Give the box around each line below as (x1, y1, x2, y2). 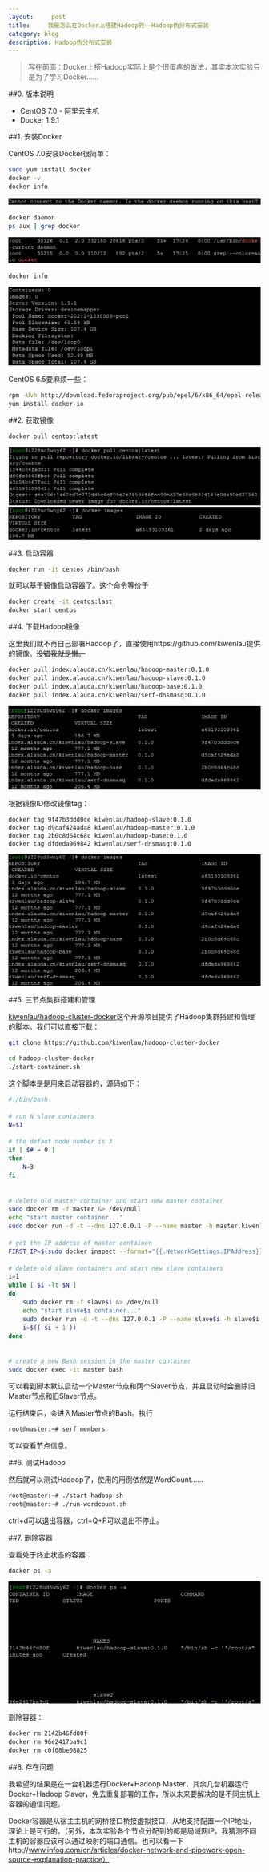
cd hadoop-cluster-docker (8, 1055, 94, 1063)
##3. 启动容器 (8, 548, 54, 558)
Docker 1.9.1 (19, 115, 60, 125)
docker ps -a (8, 1566, 52, 1575)
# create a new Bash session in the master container (8, 1357, 192, 1365)
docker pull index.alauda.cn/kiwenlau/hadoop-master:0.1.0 (8, 665, 210, 674)
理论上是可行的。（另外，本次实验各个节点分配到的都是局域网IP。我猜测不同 (8, 1826, 257, 1836)
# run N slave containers (8, 1112, 94, 1120)
